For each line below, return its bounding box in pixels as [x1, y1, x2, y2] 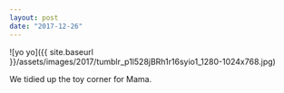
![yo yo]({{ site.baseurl [9, 46, 93, 57]
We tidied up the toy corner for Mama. [9, 73, 152, 84]
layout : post [9, 13, 59, 23]
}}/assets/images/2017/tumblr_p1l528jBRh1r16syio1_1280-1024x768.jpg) [9, 56, 277, 67]
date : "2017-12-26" [9, 22, 83, 31]
